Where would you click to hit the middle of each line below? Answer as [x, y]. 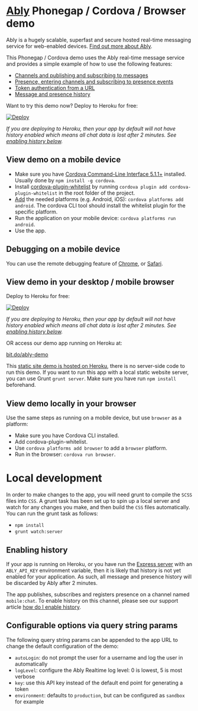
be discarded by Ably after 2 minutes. [52, 583]
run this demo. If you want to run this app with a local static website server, [98, 372]
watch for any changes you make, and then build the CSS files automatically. [98, 508]
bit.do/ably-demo [27, 355]
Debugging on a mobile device [63, 249]
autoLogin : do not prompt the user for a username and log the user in [99, 657]
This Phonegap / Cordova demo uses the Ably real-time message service [95, 57]
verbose [25, 676]
